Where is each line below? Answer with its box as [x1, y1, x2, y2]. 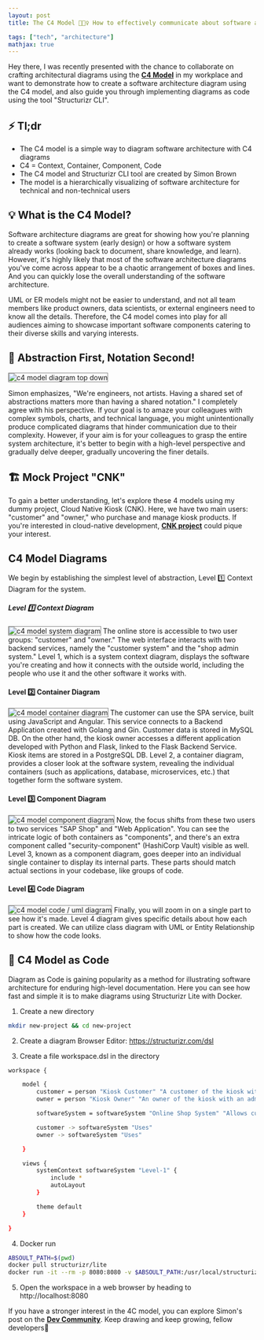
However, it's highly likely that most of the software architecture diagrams [8, 254, 247, 264]
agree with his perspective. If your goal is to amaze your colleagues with [8, 405, 243, 414]
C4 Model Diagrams [8, 552, 108, 565]
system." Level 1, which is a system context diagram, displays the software [8, 652, 250, 661]
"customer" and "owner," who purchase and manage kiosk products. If [8, 513, 237, 522]
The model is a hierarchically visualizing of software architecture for [19, 178, 240, 187]
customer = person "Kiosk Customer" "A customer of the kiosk [36, 1088, 244, 1096]
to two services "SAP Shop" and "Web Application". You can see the [8, 824, 229, 833]
